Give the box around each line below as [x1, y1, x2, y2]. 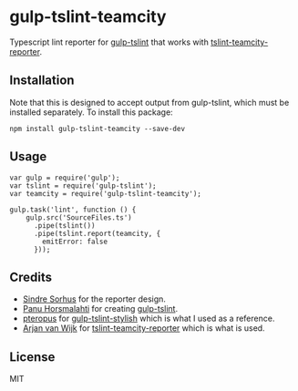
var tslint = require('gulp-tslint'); [9, 180, 157, 190]
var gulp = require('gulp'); [9, 173, 120, 182]
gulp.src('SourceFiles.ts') [26, 212, 132, 222]
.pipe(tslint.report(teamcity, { [33, 229, 161, 238]
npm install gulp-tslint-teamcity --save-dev [9, 124, 185, 133]
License [9, 349, 56, 365]
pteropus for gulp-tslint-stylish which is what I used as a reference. [22, 313, 275, 324]
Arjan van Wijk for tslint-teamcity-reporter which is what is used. [22, 323, 266, 334]
